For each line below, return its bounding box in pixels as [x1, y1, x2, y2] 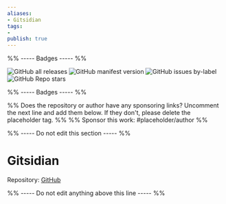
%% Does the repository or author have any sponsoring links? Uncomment [7, 101, 219, 110]
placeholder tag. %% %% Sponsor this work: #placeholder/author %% [7, 116, 208, 124]
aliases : [7, 10, 32, 17]
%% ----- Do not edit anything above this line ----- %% [7, 189, 166, 197]
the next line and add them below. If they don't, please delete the [7, 109, 191, 117]
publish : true [7, 36, 48, 42]
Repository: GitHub [7, 176, 61, 184]
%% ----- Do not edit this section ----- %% [7, 129, 131, 138]
